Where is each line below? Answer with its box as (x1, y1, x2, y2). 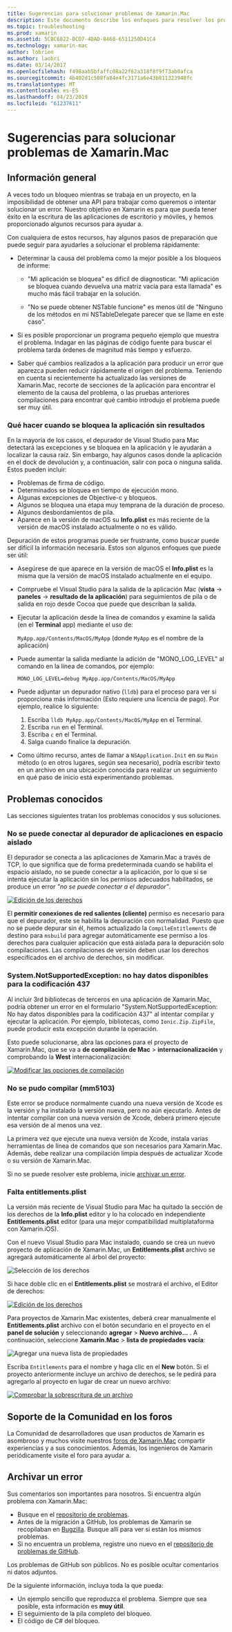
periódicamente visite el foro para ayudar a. (7, 1451, 131, 1459)
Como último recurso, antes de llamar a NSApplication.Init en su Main (17, 751, 218, 759)
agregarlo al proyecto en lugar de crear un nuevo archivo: (7, 1378, 171, 1386)
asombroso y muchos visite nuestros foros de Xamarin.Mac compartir (7, 1436, 206, 1445)
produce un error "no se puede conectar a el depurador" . (7, 882, 171, 891)
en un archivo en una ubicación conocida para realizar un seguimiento (17, 766, 217, 775)
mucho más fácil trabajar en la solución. (27, 289, 142, 297)
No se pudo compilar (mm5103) (7, 1083, 115, 1093)
